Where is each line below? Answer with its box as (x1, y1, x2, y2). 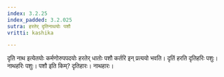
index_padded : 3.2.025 (7, 16, 72, 23)
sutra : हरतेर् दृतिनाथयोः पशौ (7, 23, 71, 30)
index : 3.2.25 (7, 10, 48, 17)
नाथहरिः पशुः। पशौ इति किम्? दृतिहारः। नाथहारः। (7, 62, 114, 70)
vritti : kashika (7, 29, 54, 36)
